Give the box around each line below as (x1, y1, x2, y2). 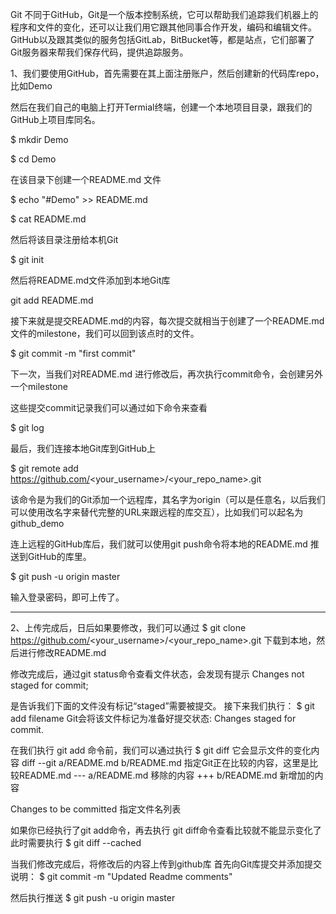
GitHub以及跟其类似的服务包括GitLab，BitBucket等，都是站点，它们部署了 (10, 34, 316, 45)
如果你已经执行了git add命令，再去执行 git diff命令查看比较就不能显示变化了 (10, 824, 322, 836)
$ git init (10, 254, 45, 265)
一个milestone (10, 381, 68, 392)
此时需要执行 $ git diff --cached (10, 837, 142, 848)
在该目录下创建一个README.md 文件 (10, 174, 162, 185)
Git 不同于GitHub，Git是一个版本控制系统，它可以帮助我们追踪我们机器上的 (10, 9, 319, 20)
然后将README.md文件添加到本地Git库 (10, 274, 171, 286)
